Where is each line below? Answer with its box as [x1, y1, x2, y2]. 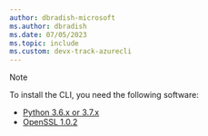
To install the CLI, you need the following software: [9, 90, 200, 101]
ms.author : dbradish [9, 22, 88, 31]
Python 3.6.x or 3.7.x [22, 107, 100, 118]
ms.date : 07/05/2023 [9, 30, 88, 39]
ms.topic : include [9, 38, 79, 48]
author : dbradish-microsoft [9, 13, 116, 23]
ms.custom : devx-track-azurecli [9, 47, 132, 56]
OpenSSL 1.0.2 [22, 117, 78, 128]
